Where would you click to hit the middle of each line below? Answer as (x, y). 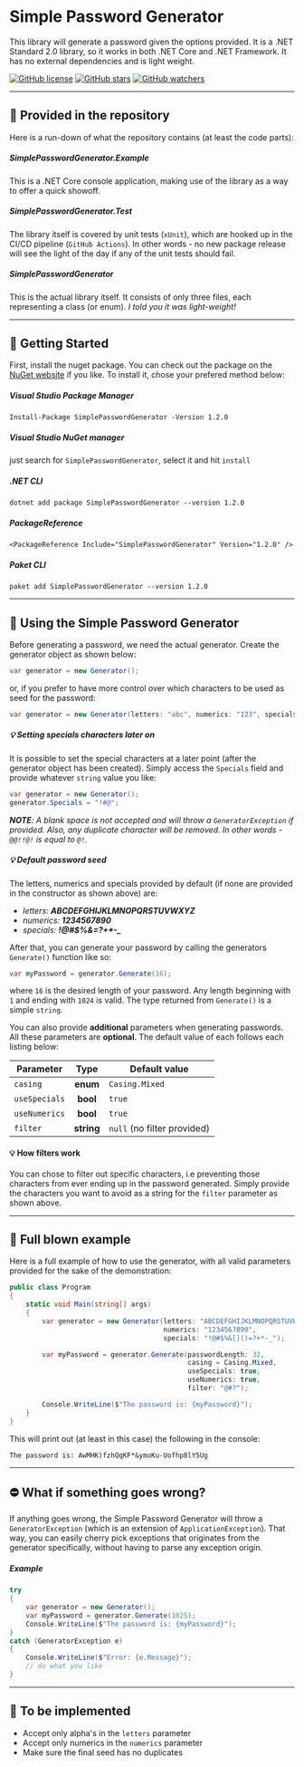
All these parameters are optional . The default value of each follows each (147, 1037)
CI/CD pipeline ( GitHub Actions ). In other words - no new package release (148, 244)
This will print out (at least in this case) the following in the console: (135, 1438)
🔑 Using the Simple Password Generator (124, 623)
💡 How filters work (45, 1153)
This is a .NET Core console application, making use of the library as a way (149, 181)
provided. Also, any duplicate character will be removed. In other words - (146, 830)
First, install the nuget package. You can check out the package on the (141, 365)
